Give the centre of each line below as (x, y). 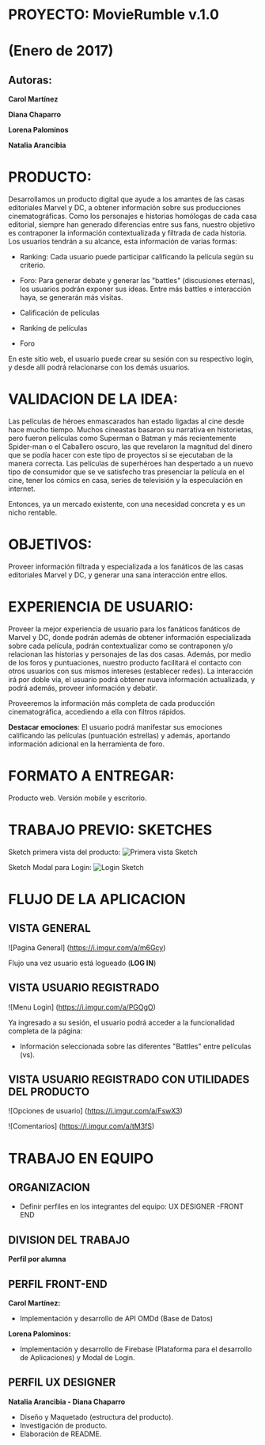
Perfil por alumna (37, 1259)
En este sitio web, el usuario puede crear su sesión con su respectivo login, (131, 359)
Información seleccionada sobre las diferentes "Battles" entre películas (135, 1046)
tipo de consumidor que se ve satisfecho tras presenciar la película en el (127, 472)
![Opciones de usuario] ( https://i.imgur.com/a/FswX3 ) (96, 1111)
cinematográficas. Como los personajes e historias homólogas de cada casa (132, 217)
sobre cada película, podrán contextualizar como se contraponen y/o (121, 646)
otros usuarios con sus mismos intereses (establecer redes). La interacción (131, 671)
